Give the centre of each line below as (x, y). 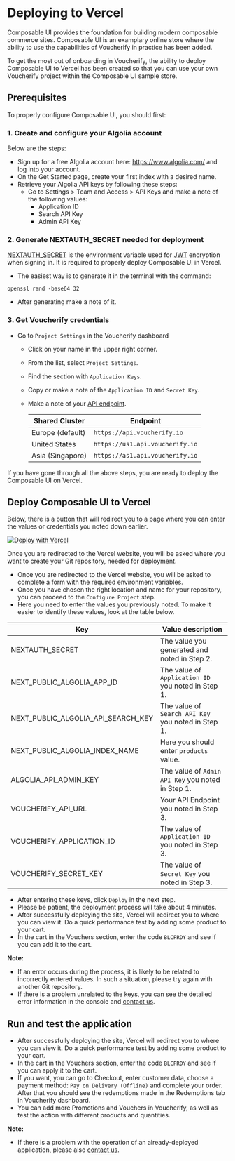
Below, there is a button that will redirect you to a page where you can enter (116, 519)
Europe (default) (58, 432)
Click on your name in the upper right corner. (93, 349)
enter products (184, 751)
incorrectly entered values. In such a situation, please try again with (115, 979)
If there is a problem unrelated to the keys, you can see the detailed (114, 994)
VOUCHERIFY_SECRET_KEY (57, 874)
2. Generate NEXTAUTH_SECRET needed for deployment (106, 239)
